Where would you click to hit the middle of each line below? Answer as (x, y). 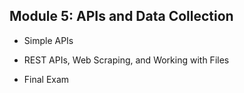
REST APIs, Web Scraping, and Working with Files (126, 60)
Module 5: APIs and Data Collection (121, 16)
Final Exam (46, 79)
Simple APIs (48, 40)
